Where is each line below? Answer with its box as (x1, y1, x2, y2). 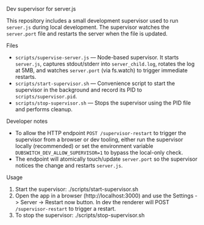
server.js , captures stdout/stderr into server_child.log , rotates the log (15, 61, 195, 67)
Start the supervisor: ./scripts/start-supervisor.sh (15, 186, 139, 193)
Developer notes (6, 117, 48, 125)
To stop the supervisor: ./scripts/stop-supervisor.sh (15, 212, 145, 219)
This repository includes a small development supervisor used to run (6, 17, 178, 24)
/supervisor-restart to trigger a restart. (15, 205, 116, 212)
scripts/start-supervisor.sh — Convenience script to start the (15, 79, 175, 87)
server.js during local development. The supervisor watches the (6, 24, 169, 31)
